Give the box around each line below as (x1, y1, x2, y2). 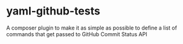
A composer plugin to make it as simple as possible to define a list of (6, 24, 177, 31)
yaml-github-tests (6, 4, 101, 18)
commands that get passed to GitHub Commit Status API (6, 30, 147, 37)
